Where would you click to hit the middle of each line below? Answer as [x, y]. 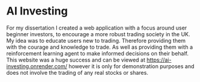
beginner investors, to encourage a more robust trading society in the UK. [98, 34]
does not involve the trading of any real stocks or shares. [77, 72]
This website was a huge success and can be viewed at [76, 60]
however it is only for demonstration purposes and [132, 66]
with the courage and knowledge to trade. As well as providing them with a [100, 47]
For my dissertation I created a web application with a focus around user [97, 28]
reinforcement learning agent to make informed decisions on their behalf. [98, 53]
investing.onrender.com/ [37, 66]
